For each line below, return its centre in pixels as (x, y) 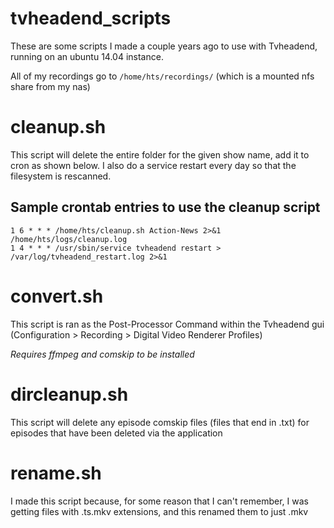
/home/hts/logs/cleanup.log (69, 239)
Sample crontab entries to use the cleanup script (165, 207)
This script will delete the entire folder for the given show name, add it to (160, 154)
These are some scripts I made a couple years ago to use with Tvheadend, (164, 46)
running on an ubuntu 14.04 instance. (87, 56)
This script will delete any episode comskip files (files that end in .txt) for (160, 422)
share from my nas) (50, 86)
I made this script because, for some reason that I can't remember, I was (159, 501)
